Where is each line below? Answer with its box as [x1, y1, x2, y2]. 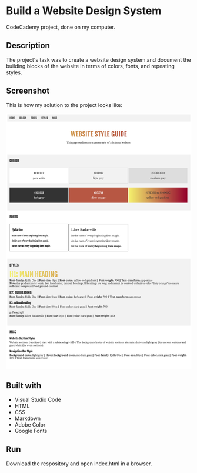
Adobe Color [14, 421, 46, 428]
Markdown [14, 415, 41, 422]
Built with [6, 381, 42, 391]
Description [6, 41, 50, 51]
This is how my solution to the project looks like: [6, 101, 122, 108]
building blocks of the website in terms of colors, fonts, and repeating [6, 62, 175, 69]
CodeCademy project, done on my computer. [6, 24, 116, 31]
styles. [6, 69, 22, 76]
